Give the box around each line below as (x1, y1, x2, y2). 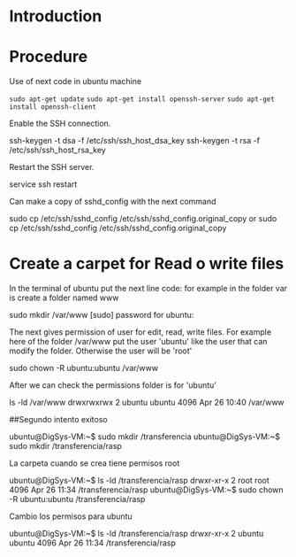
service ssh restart (9, 179, 78, 190)
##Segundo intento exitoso (9, 414, 108, 425)
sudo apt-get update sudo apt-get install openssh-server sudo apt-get (9, 95, 276, 104)
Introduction (9, 6, 102, 27)
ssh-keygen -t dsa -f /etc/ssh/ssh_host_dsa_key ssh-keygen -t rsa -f (9, 135, 261, 146)
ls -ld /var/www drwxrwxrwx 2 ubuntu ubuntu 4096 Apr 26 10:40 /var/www (9, 397, 285, 408)
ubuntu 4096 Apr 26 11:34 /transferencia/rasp (9, 538, 177, 548)
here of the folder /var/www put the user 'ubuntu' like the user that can (9, 337, 268, 347)
